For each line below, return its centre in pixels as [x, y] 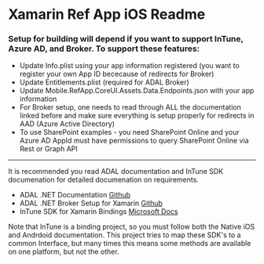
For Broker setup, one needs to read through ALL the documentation [130, 107]
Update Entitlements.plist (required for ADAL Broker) [104, 82]
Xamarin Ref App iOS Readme [107, 14]
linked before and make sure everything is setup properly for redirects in [137, 116]
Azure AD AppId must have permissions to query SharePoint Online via [134, 141]
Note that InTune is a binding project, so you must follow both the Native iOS [132, 227]
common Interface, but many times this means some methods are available [130, 244]
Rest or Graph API [48, 149]
